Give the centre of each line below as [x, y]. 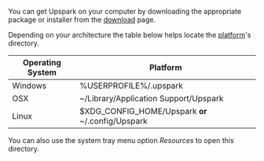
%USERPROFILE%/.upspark [131, 86]
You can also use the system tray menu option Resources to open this [121, 140]
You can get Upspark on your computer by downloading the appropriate [125, 11]
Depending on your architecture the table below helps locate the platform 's [130, 35]
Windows [29, 86]
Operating [42, 62]
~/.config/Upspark [114, 121]
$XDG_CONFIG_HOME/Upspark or [143, 111]
